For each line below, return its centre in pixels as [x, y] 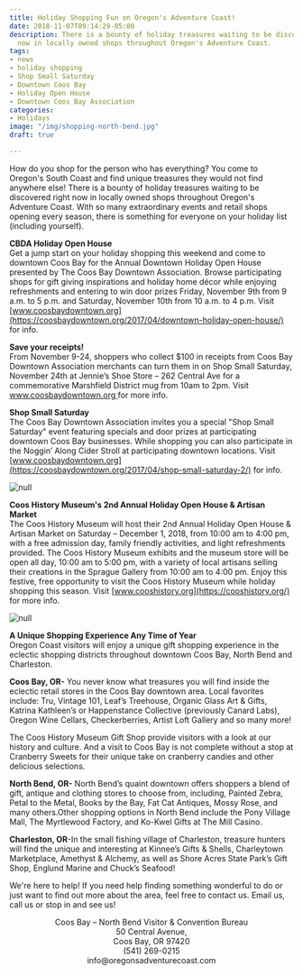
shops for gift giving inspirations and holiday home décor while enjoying [143, 281]
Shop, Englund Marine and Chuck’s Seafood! [92, 868]
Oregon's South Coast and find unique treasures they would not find [136, 178]
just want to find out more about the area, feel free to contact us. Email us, [147, 895]
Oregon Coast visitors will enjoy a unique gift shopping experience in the [144, 644]
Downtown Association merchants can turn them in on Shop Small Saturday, [151, 366]
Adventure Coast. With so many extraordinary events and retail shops [138, 206]
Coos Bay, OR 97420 [151, 941]
